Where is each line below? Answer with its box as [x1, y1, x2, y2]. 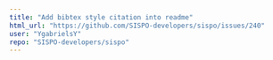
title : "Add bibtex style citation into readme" [9, 12, 194, 22]
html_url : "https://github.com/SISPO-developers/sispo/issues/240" [9, 21, 266, 30]
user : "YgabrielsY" [9, 29, 82, 38]
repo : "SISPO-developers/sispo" [9, 37, 129, 47]
